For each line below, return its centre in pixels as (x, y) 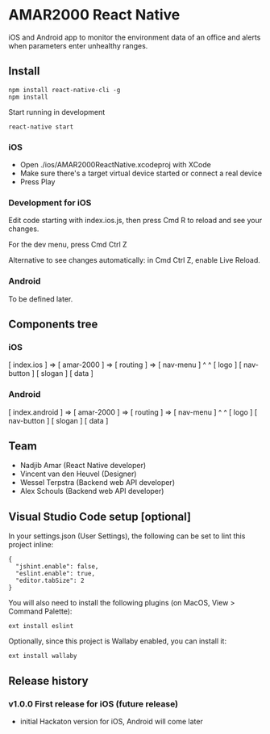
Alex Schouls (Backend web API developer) (92, 491)
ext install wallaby (43, 656)
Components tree (53, 325)
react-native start (41, 127)
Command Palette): (40, 611)
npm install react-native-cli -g (64, 90)
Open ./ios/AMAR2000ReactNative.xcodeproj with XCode (115, 165)
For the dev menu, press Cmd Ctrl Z (68, 245)
